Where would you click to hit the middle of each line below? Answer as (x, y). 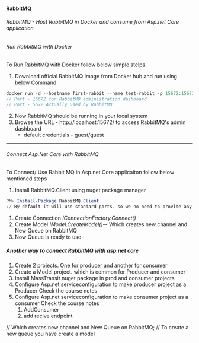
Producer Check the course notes (56, 290)
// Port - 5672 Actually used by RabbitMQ (59, 105)
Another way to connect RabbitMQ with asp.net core (73, 250)
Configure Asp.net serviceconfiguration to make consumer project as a (101, 297)
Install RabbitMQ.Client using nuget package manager (80, 190)
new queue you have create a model (51, 334)
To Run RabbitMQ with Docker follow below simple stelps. (76, 65)
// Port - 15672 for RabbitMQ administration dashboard (76, 99)
